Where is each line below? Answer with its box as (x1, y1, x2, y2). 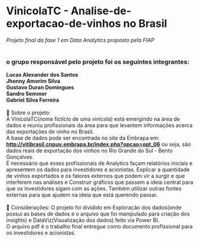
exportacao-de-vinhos (6, 17, 121, 30)
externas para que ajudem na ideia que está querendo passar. (6, 192, 158, 199)
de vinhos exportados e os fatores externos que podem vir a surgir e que (6, 173, 185, 180)
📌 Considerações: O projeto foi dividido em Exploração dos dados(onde (6, 204, 182, 211)
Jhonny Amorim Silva (6, 77, 61, 84)
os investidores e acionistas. (6, 229, 76, 236)
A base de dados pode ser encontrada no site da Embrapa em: (6, 134, 160, 142)
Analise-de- (70, 4, 132, 18)
